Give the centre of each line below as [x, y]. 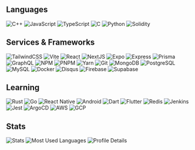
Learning [23, 88]
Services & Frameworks [51, 43]
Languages [27, 10]
